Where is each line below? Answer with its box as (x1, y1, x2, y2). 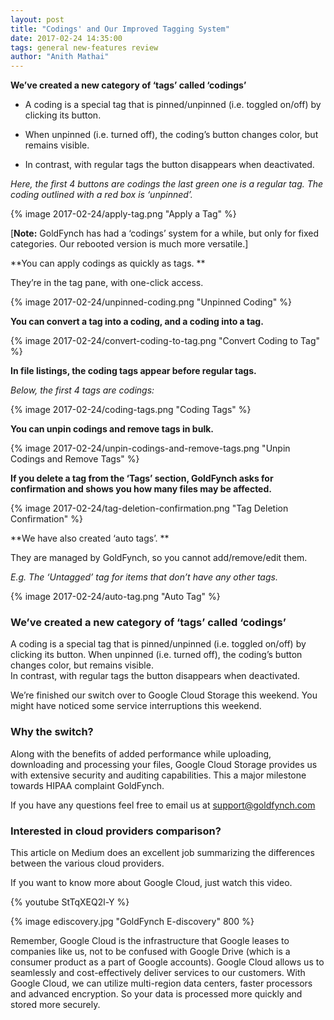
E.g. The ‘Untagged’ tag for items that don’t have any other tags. (10, 571, 278, 583)
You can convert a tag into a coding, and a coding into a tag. (10, 316, 264, 328)
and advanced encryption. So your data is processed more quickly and (10, 988, 303, 1000)
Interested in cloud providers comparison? (10, 824, 222, 838)
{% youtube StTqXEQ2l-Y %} (10, 896, 130, 908)
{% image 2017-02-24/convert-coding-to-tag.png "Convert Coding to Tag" (10, 335, 321, 347)
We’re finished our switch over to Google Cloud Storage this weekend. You (10, 689, 318, 701)
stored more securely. (10, 999, 101, 1011)
